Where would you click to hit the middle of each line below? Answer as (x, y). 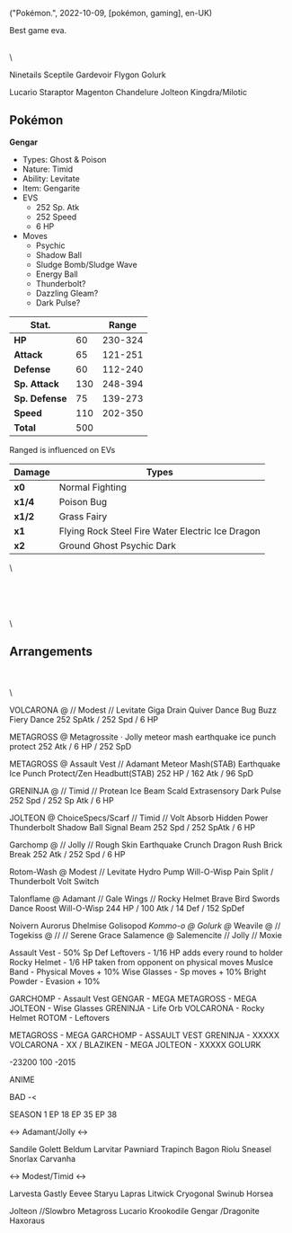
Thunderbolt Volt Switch (54, 881)
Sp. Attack (37, 384)
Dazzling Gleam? (67, 293)
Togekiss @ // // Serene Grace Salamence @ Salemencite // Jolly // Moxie (146, 935)
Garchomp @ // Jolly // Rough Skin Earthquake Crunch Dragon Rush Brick (146, 845)
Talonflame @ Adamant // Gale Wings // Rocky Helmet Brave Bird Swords (145, 899)
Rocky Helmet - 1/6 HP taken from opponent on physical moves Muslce (142, 962)
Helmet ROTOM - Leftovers (60, 1017)
